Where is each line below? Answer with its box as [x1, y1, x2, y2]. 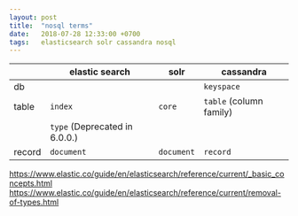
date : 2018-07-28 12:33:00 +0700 [9, 29, 141, 38]
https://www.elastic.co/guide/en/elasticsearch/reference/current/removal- [9, 188, 282, 198]
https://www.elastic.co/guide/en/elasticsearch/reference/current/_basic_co [9, 169, 285, 180]
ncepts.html [9, 178, 53, 189]
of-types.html [9, 197, 59, 208]
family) [203, 106, 233, 119]
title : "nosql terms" [9, 21, 93, 30]
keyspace [203, 81, 241, 92]
